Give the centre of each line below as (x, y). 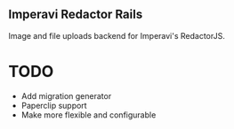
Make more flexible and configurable (89, 115)
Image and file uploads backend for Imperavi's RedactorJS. (117, 35)
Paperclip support (54, 105)
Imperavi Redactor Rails (76, 15)
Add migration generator (66, 95)
